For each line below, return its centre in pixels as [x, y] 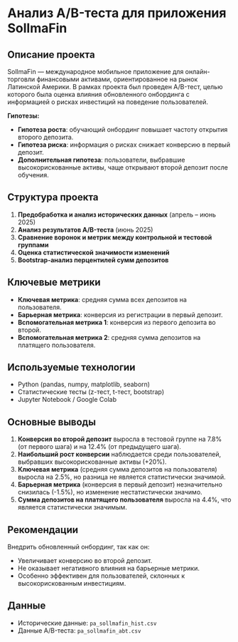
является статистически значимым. [72, 507]
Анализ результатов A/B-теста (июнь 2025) [85, 229]
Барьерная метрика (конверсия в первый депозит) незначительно [120, 485]
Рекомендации [43, 530]
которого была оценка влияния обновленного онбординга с [98, 94]
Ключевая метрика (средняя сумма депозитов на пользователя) [118, 470]
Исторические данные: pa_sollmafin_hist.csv [87, 623]
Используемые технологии [71, 367]
